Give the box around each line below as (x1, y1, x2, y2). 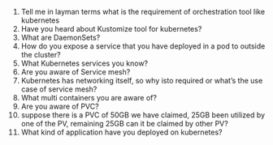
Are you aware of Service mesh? (20, 67, 131, 76)
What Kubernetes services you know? (20, 58, 149, 68)
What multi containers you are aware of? (20, 93, 158, 102)
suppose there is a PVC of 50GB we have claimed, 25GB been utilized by (20, 110, 266, 120)
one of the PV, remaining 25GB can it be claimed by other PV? (20, 119, 228, 128)
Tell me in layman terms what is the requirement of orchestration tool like (20, 7, 266, 16)
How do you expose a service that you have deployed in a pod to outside (20, 41, 266, 51)
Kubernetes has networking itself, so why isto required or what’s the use (20, 76, 263, 85)
